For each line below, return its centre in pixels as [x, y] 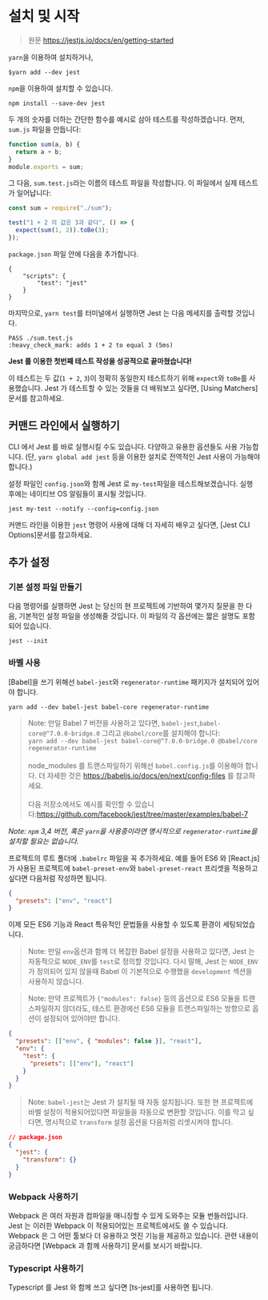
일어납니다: [34, 193]
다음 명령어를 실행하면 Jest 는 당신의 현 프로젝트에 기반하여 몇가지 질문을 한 [126, 606]
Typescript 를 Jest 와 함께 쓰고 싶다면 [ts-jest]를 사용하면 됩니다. [111, 1287]
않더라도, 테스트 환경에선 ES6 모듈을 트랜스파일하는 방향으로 [156, 1008]
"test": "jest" [62, 283]
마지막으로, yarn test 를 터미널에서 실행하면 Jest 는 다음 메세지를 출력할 [121, 312]
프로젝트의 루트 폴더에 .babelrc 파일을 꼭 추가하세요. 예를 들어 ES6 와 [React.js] [134, 858]
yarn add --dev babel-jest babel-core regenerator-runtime [109, 707]
